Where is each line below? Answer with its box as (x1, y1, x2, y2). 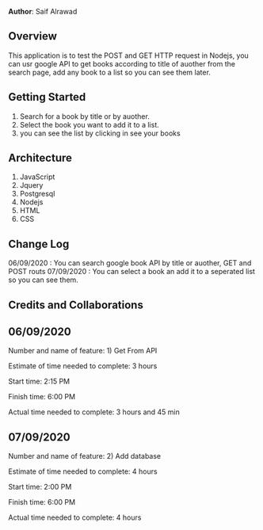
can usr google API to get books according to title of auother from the (8, 59, 236, 68)
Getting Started (8, 90, 86, 104)
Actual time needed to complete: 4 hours (8, 513, 142, 522)
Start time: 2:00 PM (8, 482, 72, 492)
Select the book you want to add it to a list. (19, 120, 160, 129)
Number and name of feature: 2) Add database (8, 452, 162, 461)
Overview (8, 29, 58, 43)
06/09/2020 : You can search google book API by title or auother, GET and (8, 258, 252, 268)
